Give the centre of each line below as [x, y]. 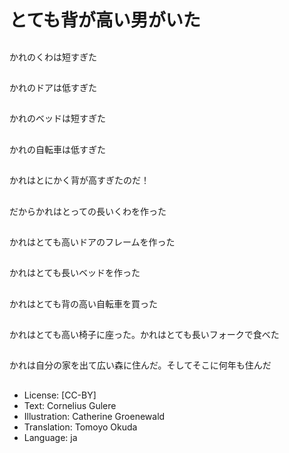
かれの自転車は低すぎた [57, 149]
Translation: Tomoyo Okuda [80, 427]
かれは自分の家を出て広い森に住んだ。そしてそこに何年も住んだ [140, 365]
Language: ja [50, 437]
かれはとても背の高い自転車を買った [83, 303]
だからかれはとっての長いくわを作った [88, 211]
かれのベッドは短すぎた [57, 118]
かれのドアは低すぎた [53, 87]
